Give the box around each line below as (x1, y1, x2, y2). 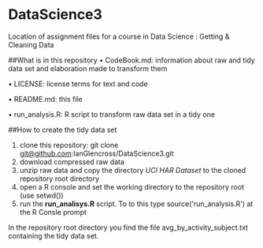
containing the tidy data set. (8, 231, 99, 240)
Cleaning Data (8, 39, 54, 49)
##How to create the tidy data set (8, 125, 117, 134)
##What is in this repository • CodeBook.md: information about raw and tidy (8, 55, 256, 65)
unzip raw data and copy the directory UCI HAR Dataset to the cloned (19, 165, 246, 175)
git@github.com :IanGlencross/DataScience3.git (19, 148, 175, 158)
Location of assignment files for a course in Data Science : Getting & (8, 32, 230, 41)
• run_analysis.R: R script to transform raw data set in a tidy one (8, 109, 215, 119)
